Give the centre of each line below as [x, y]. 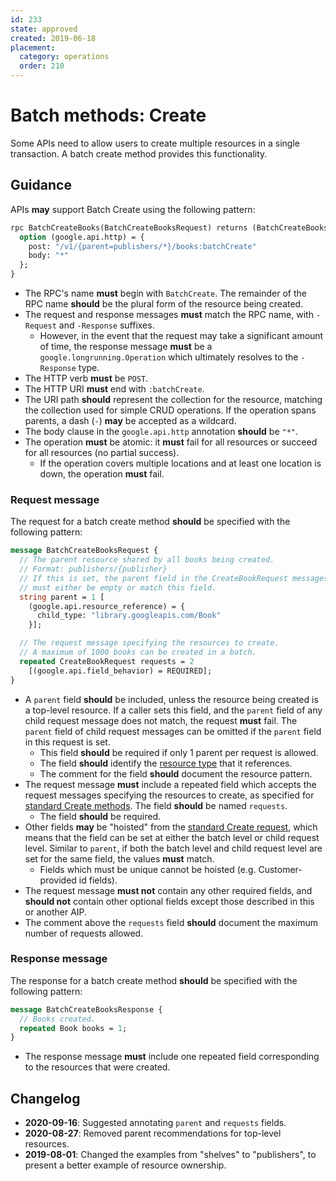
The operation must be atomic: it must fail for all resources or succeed [171, 442]
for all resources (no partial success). [102, 452]
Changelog [45, 1098]
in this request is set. [67, 742]
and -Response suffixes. [106, 325]
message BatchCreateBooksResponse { [86, 1009]
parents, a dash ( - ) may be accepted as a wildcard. [130, 420]
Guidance [41, 185]
